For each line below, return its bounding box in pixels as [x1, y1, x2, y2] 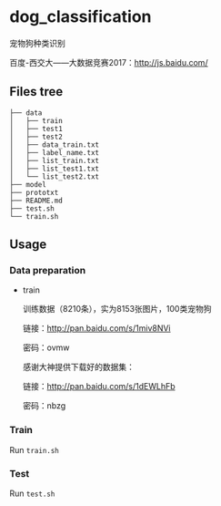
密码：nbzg [22, 400, 66, 411]
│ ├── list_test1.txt [9, 164, 100, 173]
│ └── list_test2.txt [9, 171, 100, 181]
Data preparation [9, 264, 86, 277]
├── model [9, 180, 47, 189]
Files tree [9, 84, 64, 99]
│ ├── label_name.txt [9, 148, 100, 157]
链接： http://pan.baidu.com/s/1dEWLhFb [22, 381, 176, 392]
